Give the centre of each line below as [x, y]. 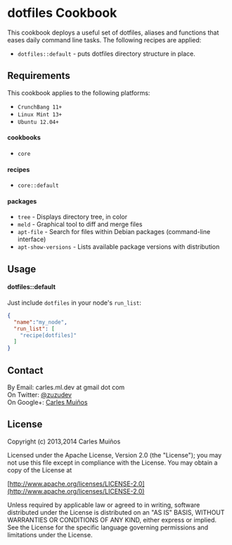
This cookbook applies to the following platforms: [79, 92]
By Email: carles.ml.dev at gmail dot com [66, 387]
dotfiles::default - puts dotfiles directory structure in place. [106, 54]
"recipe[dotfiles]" [49, 335]
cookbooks [24, 137]
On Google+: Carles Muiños [47, 403]
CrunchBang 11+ [40, 107]
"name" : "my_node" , [41, 322]
